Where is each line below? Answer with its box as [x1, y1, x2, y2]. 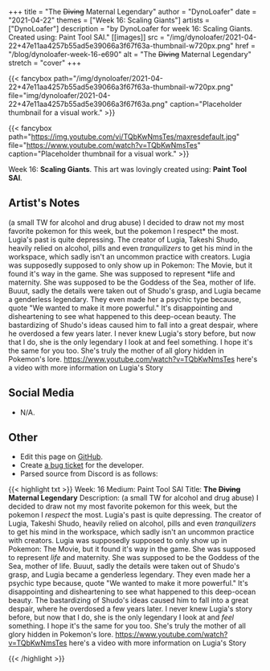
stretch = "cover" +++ [8, 58, 82, 68]
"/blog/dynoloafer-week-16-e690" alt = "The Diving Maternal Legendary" [8, 50, 252, 59]
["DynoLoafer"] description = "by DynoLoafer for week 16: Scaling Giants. [8, 24, 253, 33]
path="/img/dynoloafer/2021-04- [53, 74, 163, 83]
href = [235, 41, 256, 51]
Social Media [8, 386, 75, 400]
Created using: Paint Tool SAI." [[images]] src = [8, 32, 165, 42]
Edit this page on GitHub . [19, 452, 103, 461]
